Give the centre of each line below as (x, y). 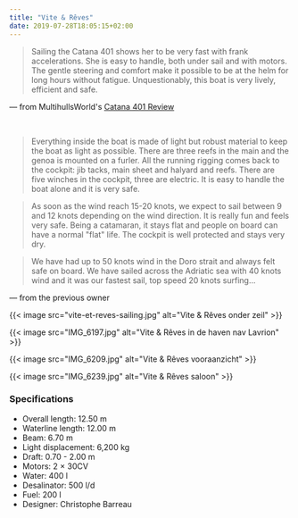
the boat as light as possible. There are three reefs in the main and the (160, 150)
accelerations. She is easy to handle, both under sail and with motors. (159, 61)
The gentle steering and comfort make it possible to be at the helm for (160, 70)
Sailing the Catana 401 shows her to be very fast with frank (140, 51)
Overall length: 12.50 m (64, 418)
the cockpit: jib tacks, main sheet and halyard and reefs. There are (153, 170)
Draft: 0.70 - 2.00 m (58, 456)
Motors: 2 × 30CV (55, 466)
